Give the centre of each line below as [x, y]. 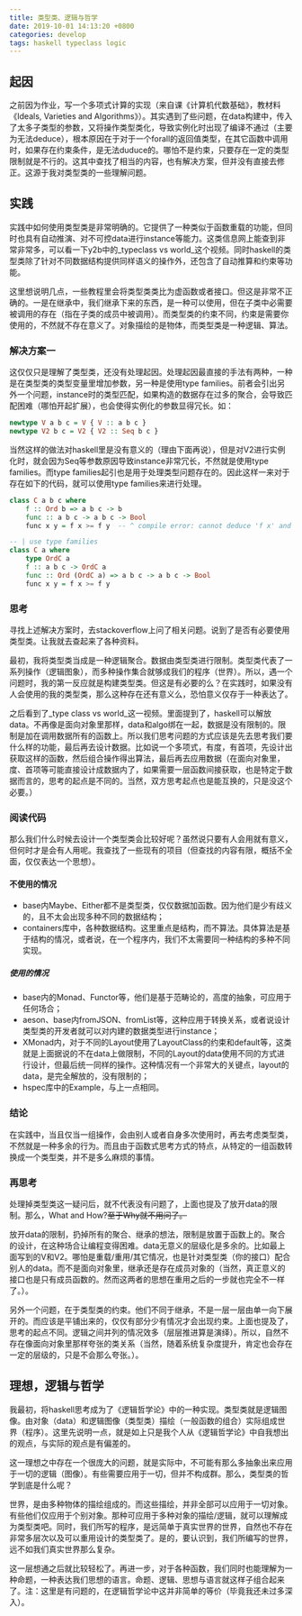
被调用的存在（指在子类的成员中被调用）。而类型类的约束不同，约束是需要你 [149, 314]
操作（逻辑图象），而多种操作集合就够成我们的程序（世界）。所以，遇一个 [159, 671]
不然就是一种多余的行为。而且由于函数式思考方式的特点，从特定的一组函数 [147, 1146]
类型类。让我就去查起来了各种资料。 [76, 641]
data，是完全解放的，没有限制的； [86, 1076]
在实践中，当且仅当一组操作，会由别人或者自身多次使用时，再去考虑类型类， [151, 1134]
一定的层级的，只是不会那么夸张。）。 [76, 1355]
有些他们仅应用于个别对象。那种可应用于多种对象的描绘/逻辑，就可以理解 [145, 1515]
